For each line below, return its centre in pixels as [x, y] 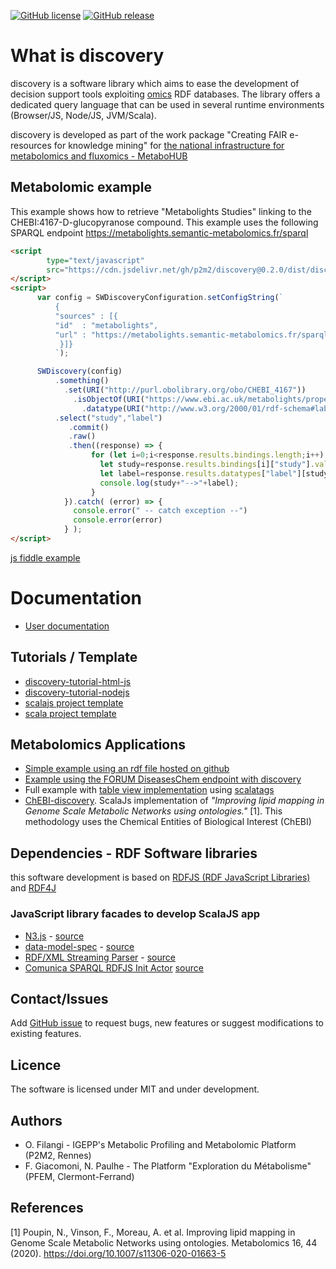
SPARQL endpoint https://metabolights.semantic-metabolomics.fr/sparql [159, 232]
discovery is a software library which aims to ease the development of [155, 83]
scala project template [70, 713]
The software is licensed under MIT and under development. [135, 1089]
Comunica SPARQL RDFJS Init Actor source [114, 967]
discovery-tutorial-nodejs [77, 692]
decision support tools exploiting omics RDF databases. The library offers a [165, 94]
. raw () [82, 436]
